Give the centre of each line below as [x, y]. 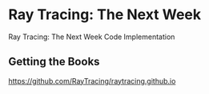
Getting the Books [54, 62]
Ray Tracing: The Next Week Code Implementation [92, 37]
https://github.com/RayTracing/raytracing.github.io [92, 80]
